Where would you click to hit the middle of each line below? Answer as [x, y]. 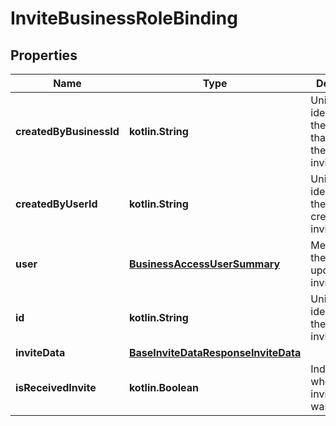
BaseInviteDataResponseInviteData [215, 352]
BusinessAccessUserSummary [204, 264]
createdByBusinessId [67, 131]
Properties [44, 55]
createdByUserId [56, 204]
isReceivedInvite [56, 387]
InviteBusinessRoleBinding [124, 18]
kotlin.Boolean [163, 387]
